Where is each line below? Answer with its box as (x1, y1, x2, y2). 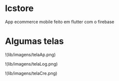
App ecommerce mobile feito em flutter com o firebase (5, 19, 115, 25)
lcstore (5, 3, 34, 14)
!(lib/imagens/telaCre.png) (5, 70, 58, 76)
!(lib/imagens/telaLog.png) (5, 61, 58, 67)
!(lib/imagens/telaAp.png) (5, 52, 56, 57)
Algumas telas (5, 36, 64, 47)
